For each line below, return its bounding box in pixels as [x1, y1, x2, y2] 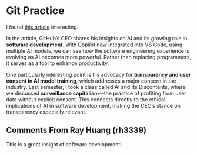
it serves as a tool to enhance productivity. [6, 60, 109, 67]
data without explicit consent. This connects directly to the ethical [6, 95, 166, 103]
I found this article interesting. [6, 23, 79, 30]
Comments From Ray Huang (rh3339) [6, 125, 147, 135]
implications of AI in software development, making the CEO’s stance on [6, 102, 181, 109]
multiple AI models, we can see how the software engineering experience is [6, 47, 190, 54]
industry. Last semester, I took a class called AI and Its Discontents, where [6, 83, 186, 90]
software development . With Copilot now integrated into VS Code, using [6, 41, 183, 48]
